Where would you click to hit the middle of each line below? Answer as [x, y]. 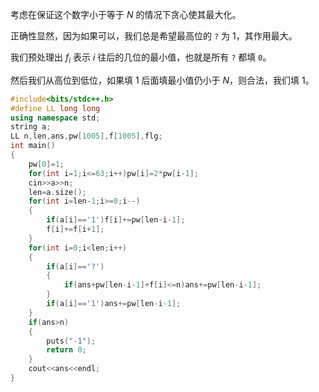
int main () [33, 146]
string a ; [31, 127]
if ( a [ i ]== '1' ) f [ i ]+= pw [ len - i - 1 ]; [116, 220]
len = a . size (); [57, 192]
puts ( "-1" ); [71, 341]
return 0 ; [66, 350]
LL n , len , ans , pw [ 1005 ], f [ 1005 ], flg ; [86, 136]
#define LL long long [55, 108]
